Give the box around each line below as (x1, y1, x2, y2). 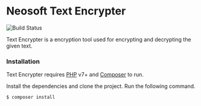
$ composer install (6, 95, 56, 101)
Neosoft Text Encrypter (6, 4, 126, 18)
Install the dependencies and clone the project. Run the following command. (6, 83, 196, 90)
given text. (6, 42, 33, 49)
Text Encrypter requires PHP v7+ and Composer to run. (6, 71, 144, 78)
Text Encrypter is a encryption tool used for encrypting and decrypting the (6, 36, 191, 43)
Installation (6, 57, 40, 66)
